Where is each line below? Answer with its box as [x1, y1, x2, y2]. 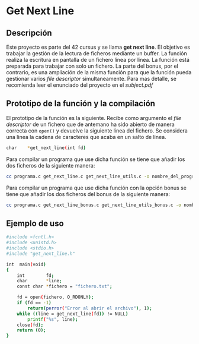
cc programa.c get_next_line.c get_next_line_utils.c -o [6, 173, 150, 179]
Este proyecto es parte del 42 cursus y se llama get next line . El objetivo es [6, 43, 191, 51]
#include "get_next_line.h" [6, 251, 76, 257]
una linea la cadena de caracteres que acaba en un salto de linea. [6, 133, 167, 140]
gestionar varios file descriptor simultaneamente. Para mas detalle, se [6, 75, 176, 82]
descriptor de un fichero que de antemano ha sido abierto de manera [6, 121, 175, 128]
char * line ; [17, 278, 62, 284]
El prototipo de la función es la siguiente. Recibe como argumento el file [6, 114, 182, 121]
